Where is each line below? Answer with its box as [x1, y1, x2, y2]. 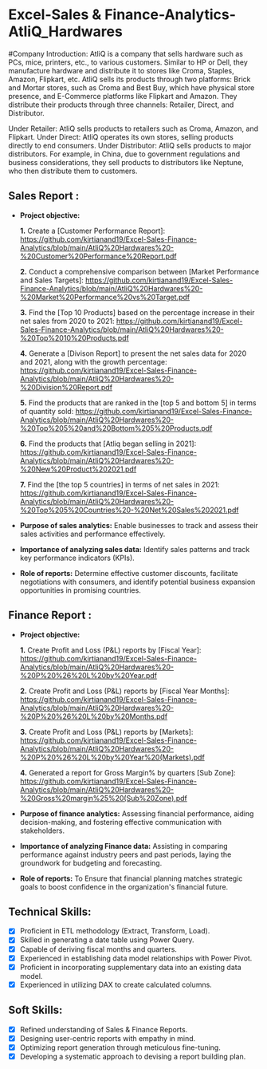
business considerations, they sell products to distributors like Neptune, [8, 157, 245, 167]
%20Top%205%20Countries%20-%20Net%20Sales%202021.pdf [19, 505, 239, 515]
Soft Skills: [8, 1004, 63, 1017]
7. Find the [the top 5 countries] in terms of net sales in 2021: [19, 479, 220, 489]
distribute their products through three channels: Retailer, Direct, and [8, 100, 234, 109]
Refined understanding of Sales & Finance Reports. [19, 1024, 188, 1034]
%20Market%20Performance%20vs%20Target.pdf [19, 292, 190, 302]
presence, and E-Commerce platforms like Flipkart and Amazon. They [8, 91, 238, 101]
